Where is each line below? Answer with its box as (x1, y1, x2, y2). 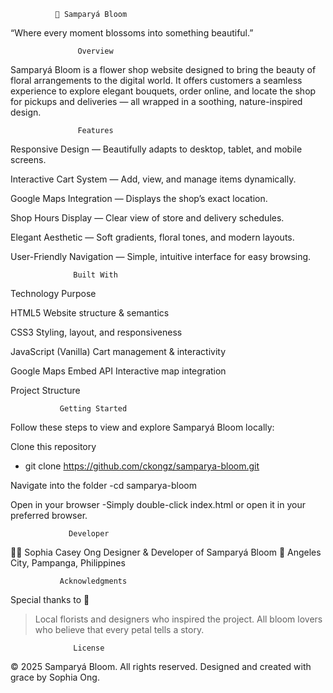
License (73, 643, 105, 653)
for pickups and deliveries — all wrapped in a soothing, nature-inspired (10, 96, 303, 107)
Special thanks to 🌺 (10, 594, 90, 605)
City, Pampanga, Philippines (10, 557, 126, 569)
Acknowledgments (59, 576, 128, 586)
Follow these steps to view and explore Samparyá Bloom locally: (10, 421, 275, 433)
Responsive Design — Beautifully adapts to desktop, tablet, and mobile (10, 143, 303, 155)
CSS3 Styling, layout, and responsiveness (10, 326, 183, 338)
